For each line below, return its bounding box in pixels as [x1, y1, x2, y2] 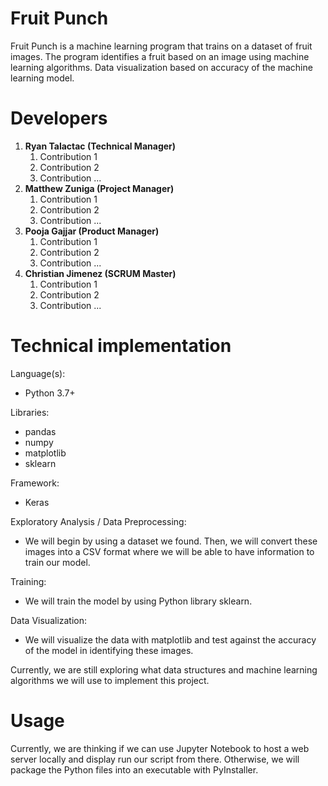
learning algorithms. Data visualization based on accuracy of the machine [10, 61, 313, 73]
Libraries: [10, 406, 50, 418]
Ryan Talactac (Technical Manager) [24, 140, 177, 152]
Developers [10, 107, 108, 130]
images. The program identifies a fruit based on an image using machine [10, 50, 310, 62]
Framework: [10, 477, 60, 489]
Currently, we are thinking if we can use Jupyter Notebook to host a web [10, 742, 310, 754]
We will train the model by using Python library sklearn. [24, 595, 253, 607]
